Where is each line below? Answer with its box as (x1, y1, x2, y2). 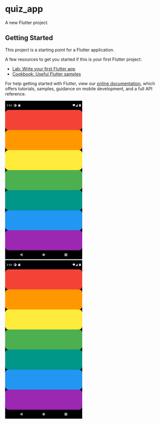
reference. (5, 91, 26, 96)
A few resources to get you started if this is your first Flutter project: (5, 56, 142, 62)
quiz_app (5, 3, 43, 15)
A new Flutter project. (5, 20, 49, 25)
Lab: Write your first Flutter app (12, 66, 76, 71)
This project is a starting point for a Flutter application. (5, 47, 114, 52)
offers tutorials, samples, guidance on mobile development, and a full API (5, 86, 153, 92)
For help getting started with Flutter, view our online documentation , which (5, 80, 156, 86)
